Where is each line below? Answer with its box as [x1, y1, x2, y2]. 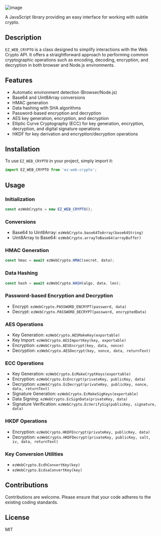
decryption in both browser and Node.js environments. [5, 62, 115, 68]
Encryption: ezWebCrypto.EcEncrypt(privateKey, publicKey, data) [12, 376, 146, 382]
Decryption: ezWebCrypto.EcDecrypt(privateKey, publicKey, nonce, [12, 381, 149, 387]
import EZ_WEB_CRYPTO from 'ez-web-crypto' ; [5, 167, 97, 172]
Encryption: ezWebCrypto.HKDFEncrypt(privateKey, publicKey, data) [12, 429, 150, 435]
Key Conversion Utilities [5, 450, 63, 457]
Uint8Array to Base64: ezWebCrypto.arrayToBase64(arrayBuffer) [12, 235, 141, 241]
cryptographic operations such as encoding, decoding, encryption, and [5, 57, 149, 63]
